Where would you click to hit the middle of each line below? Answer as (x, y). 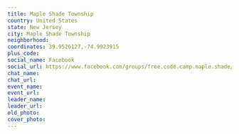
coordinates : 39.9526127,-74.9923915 (63, 47)
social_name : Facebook (41, 60)
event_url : (23, 93)
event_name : (25, 86)
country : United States (43, 21)
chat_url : (22, 80)
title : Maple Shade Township (51, 14)
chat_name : (23, 73)
